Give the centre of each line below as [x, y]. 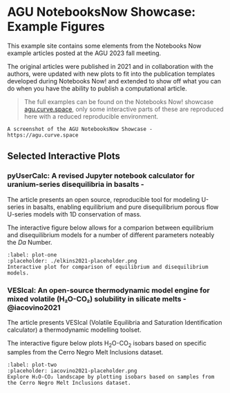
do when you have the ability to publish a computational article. [97, 88]
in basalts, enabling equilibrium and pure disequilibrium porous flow [122, 207]
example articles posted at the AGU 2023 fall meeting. [84, 53]
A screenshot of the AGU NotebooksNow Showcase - [80, 129]
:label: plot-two [32, 365]
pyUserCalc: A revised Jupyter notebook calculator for [101, 176]
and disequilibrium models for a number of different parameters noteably [111, 234]
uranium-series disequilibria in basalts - [76, 185]
